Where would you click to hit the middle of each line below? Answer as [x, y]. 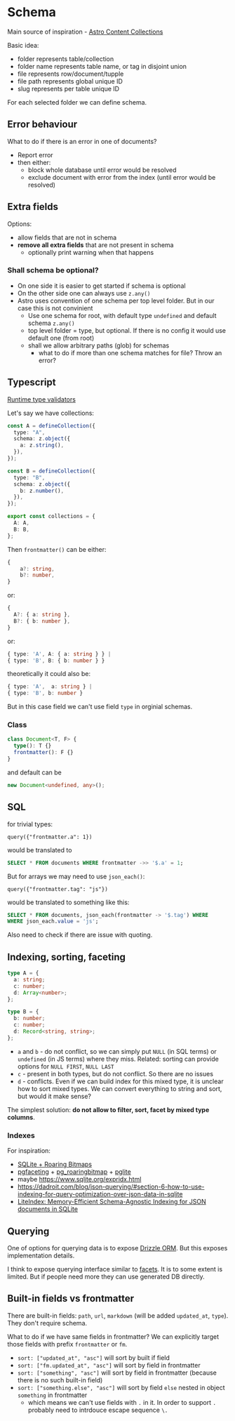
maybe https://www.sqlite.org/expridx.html [79, 1179]
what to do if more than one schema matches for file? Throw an [130, 352]
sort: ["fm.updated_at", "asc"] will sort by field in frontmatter [109, 1365]
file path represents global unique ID [70, 81]
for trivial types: [30, 824]
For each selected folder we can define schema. [77, 102]
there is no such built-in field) [60, 1380]
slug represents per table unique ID [68, 88]
